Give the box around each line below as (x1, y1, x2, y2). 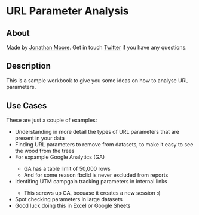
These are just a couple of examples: (6, 116, 97, 124)
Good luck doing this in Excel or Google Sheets (14, 202, 131, 209)
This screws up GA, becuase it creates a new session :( (23, 189, 160, 196)
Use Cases (6, 100, 47, 111)
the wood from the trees (14, 147, 75, 154)
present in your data (14, 134, 65, 142)
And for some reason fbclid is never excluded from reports (23, 171, 169, 179)
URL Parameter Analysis (6, 4, 129, 18)
